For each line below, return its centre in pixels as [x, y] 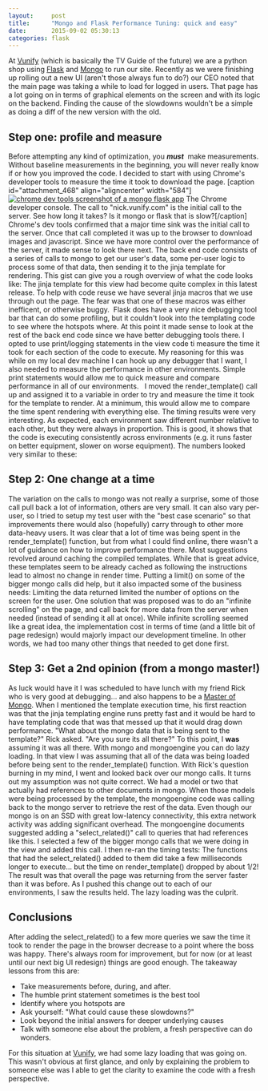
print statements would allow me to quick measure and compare [114, 378]
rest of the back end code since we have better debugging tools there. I [126, 335]
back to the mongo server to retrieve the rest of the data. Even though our [130, 807]
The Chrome [207, 199]
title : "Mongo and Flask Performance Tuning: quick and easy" [123, 23]
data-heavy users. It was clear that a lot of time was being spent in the [124, 533]
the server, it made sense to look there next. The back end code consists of [133, 250]
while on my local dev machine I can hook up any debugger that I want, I [128, 360]
